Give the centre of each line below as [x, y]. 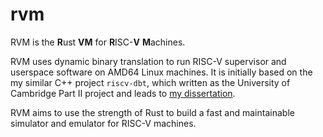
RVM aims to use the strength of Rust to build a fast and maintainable [152, 112]
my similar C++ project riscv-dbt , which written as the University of [150, 82]
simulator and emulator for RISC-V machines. [103, 123]
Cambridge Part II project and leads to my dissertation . [123, 93]
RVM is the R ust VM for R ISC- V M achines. [98, 42]
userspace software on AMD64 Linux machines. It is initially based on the [161, 72]
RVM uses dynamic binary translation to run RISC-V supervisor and [148, 61]
